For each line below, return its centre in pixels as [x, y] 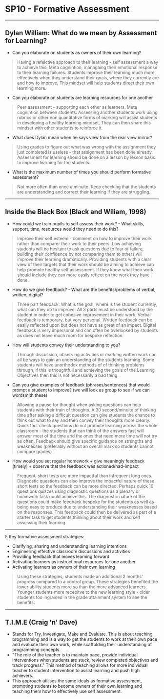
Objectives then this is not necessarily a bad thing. [68, 375]
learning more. [32, 88]
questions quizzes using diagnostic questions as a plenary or [78, 491]
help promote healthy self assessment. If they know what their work [85, 269]
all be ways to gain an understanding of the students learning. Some [86, 360]
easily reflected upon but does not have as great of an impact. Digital [86, 325]
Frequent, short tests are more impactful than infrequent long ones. [85, 476]
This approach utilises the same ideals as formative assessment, [77, 681]
